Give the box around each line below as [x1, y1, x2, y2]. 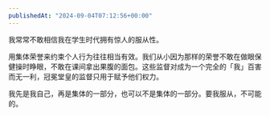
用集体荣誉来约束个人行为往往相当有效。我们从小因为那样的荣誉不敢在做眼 [8, 51, 255, 61]
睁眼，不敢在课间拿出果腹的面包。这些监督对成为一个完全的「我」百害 [29, 62, 262, 71]
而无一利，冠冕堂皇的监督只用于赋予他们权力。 [8, 71, 163, 81]
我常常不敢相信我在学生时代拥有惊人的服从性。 [8, 34, 163, 44]
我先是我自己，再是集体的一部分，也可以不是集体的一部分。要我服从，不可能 [8, 89, 262, 98]
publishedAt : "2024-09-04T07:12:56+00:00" [8, 11, 153, 20]
